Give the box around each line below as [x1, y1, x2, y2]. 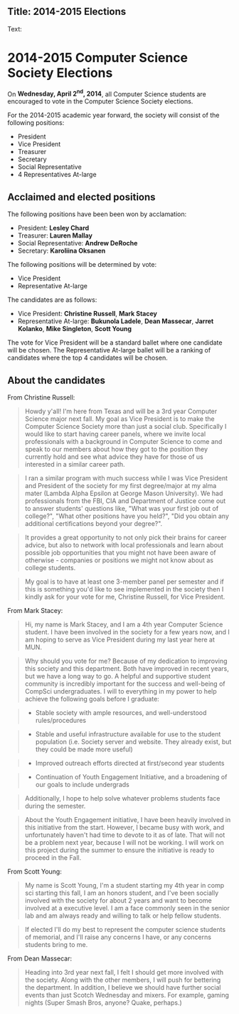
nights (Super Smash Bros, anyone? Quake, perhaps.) [24, 998, 183, 1007]
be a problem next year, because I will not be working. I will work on [24, 838, 224, 847]
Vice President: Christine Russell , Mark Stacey [17, 310, 158, 318]
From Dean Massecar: [7, 954, 73, 963]
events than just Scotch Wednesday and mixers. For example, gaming [24, 991, 230, 1000]
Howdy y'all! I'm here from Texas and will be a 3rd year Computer [24, 407, 218, 416]
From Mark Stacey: [7, 607, 63, 615]
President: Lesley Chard [17, 224, 90, 233]
